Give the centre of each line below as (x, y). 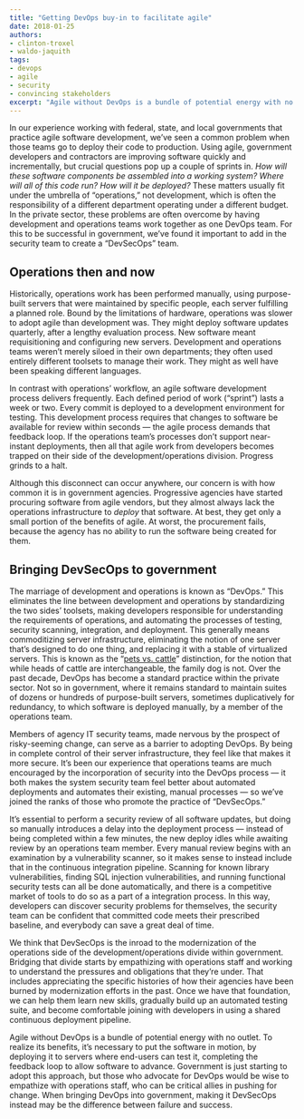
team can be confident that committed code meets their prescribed (134, 915)
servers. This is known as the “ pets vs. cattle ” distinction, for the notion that (151, 659)
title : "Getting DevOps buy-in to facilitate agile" (111, 18)
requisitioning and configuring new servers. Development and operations (146, 342)
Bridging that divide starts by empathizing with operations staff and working (151, 962)
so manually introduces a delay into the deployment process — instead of (147, 829)
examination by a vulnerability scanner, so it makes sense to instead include (151, 857)
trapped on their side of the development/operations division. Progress (142, 456)
